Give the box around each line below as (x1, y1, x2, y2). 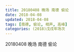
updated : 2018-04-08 (5, 17, 49, 22)
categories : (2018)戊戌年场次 (5, 27, 65, 32)
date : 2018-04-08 (5, 12, 42, 17)
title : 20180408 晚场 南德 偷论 (5, 7, 69, 13)
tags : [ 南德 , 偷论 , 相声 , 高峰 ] (5, 21, 67, 27)
